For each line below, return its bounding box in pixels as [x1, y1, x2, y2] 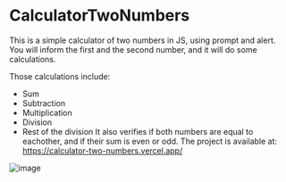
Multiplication [21, 107, 73, 118]
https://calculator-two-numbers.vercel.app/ [21, 145, 183, 156]
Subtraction [21, 97, 65, 108]
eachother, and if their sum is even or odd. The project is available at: [21, 136, 278, 146]
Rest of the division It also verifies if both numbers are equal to [21, 126, 254, 136]
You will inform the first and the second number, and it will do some [9, 44, 257, 54]
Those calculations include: [9, 70, 111, 81]
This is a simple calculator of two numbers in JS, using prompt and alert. [9, 35, 276, 45]
